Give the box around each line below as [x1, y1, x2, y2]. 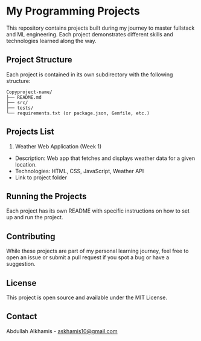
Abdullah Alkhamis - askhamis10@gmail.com [6, 327, 118, 334]
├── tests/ [6, 105, 34, 111]
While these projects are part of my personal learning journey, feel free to [6, 247, 189, 255]
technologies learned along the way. [6, 37, 97, 44]
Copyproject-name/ [6, 89, 53, 95]
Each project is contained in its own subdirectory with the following [6, 71, 173, 78]
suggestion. [6, 260, 36, 268]
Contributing [6, 231, 56, 242]
